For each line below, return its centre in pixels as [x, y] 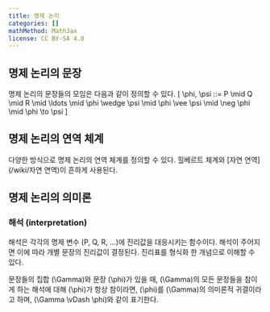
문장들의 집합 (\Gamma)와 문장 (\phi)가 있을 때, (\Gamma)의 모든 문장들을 [126, 279]
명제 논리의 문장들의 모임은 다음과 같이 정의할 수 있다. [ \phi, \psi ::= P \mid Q [131, 94]
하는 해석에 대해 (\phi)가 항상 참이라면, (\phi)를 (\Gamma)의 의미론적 [125, 289]
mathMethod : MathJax [43, 31]
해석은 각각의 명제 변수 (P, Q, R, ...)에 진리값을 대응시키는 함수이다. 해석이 [124, 242]
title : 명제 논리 [34, 16]
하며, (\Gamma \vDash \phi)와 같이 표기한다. [87, 299]
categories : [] [34, 23]
